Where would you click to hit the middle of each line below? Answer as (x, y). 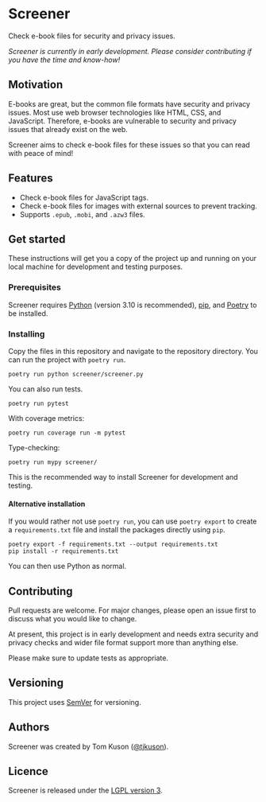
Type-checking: (34, 447)
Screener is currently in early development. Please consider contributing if (130, 51)
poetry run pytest (39, 403)
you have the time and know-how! (64, 60)
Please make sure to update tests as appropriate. (89, 658)
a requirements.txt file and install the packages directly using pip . (117, 530)
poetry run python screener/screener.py (76, 374)
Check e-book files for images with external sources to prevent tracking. (139, 206)
